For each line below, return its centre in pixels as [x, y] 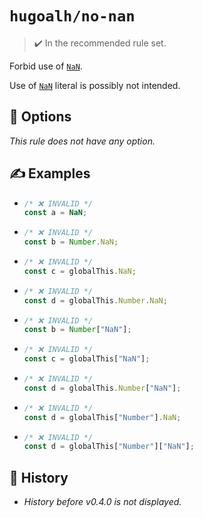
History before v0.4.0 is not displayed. [102, 502]
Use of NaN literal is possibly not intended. [95, 85]
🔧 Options [40, 117]
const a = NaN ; [55, 213]
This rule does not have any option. [82, 141]
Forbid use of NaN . [46, 66]
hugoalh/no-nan [72, 16]
